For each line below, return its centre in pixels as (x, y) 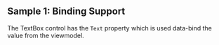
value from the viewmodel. (46, 35)
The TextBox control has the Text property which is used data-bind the (109, 28)
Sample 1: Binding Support (66, 11)
